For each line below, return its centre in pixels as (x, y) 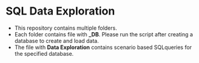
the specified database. (44, 53)
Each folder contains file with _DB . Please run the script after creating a (104, 34)
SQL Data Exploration (60, 11)
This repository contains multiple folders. (66, 28)
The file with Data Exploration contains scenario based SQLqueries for (103, 47)
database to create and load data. (57, 41)
